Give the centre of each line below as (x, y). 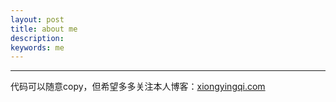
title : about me (44, 29)
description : (37, 38)
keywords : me (37, 47)
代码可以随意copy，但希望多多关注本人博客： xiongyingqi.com (138, 87)
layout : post (37, 19)
